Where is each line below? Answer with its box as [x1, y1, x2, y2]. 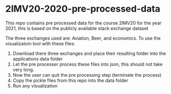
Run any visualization [12, 82, 58, 89]
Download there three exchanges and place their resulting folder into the [12, 50, 166, 56]
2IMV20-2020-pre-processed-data [5, 3, 160, 15]
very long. [12, 67, 34, 73]
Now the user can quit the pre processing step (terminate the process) [12, 72, 162, 78]
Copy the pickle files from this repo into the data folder [12, 77, 129, 83]
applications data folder [12, 55, 63, 61]
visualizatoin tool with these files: [5, 40, 75, 46]
